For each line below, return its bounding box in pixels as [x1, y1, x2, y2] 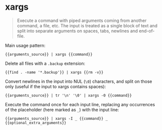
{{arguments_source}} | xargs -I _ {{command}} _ [5, 116, 108, 121]
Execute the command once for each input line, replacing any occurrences [5, 101, 155, 107]
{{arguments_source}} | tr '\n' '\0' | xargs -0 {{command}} [5, 93, 132, 98]
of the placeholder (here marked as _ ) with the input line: [5, 107, 120, 112]
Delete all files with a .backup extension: [5, 60, 85, 66]
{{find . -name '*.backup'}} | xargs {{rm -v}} [5, 70, 104, 74]
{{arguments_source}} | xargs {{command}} [5, 52, 93, 57]
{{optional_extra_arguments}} [5, 120, 67, 125]
